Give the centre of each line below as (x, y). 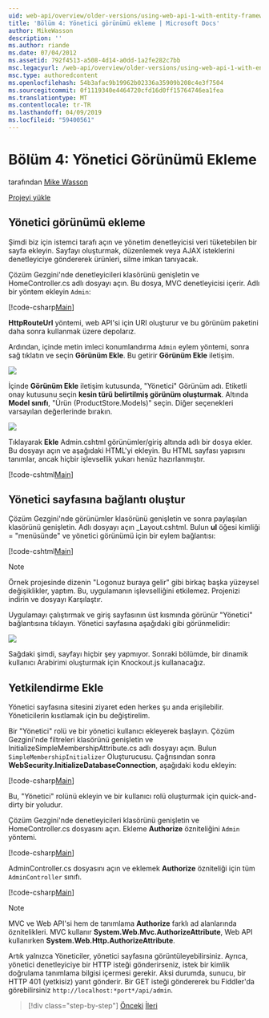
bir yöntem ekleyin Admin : (50, 291)
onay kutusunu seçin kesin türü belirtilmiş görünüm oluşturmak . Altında (128, 394)
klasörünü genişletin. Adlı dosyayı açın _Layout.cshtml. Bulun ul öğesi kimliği (134, 527)
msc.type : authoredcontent (53, 75)
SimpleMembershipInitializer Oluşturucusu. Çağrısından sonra (112, 757)
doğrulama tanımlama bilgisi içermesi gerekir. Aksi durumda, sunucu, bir (127, 973)
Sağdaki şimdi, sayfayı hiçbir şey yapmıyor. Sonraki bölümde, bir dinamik (128, 654)
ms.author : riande (39, 46)
